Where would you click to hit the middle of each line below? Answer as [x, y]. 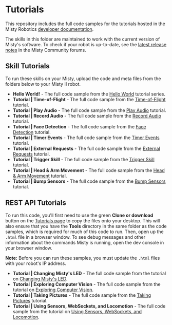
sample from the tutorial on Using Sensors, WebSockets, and [77, 311]
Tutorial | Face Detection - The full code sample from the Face [79, 126]
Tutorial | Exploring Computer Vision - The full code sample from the [87, 284]
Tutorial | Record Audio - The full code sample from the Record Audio [87, 116]
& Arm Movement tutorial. [40, 176]
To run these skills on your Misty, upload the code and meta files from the [83, 79]
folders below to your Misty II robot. [43, 84]
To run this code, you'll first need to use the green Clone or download [79, 215]
